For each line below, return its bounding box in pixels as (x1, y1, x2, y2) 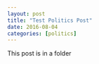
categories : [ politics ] (7, 30, 77, 37)
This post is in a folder (7, 49, 72, 58)
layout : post (7, 10, 46, 18)
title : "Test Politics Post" (7, 17, 93, 24)
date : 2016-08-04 (7, 23, 58, 30)
